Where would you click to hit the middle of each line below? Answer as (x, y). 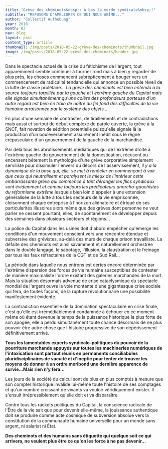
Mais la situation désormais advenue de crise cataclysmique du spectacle (81, 281)
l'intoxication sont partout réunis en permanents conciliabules (71, 353)
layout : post (19, 38)
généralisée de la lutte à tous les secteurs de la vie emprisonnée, (72, 197)
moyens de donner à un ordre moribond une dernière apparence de (76, 364)
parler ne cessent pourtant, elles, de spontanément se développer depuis (81, 213)
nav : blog (16, 33)
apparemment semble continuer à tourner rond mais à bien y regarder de (81, 71)
